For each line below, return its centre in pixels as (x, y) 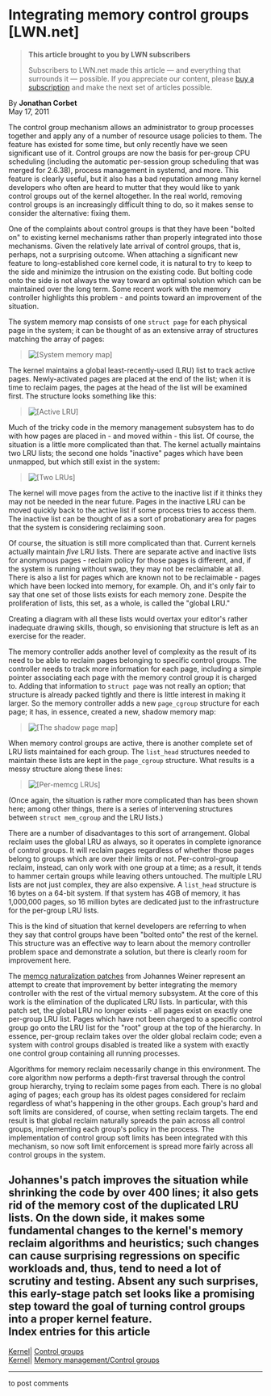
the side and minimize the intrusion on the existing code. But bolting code (130, 272)
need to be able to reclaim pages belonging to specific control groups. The (133, 660)
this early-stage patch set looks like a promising (132, 1294)
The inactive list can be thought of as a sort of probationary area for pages (132, 518)
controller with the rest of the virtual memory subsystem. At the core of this (133, 993)
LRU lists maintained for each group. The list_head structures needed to (129, 751)
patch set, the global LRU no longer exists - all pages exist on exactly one (130, 1010)
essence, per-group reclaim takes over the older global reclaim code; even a (135, 1035)
